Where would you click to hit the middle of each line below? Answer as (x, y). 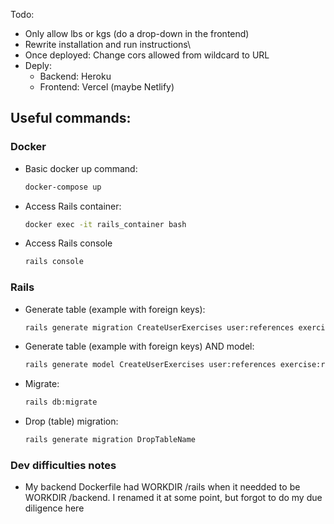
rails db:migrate (61, 402)
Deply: (38, 65)
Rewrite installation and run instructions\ (108, 44)
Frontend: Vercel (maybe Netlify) (107, 87)
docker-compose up (63, 187)
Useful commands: (71, 118)
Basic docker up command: (81, 168)
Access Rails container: (73, 206)
